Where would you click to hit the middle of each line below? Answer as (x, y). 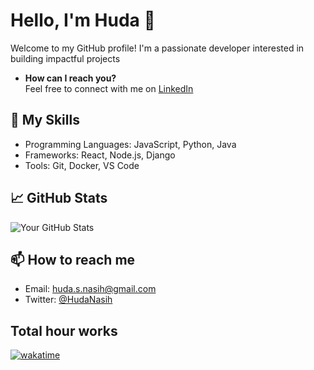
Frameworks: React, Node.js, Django (100, 155)
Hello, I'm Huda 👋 (83, 20)
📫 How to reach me (73, 259)
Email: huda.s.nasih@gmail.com (90, 289)
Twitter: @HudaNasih (68, 300)
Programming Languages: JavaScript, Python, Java (130, 144)
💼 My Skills (45, 120)
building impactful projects (65, 58)
